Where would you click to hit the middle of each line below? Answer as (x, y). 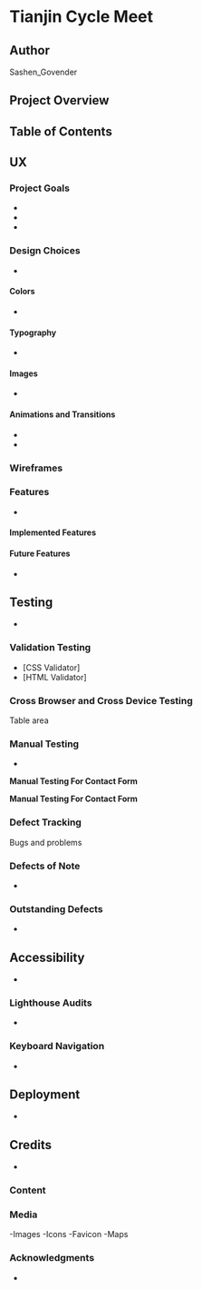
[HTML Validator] (55, 677)
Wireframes (36, 468)
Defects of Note (45, 866)
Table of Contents (61, 131)
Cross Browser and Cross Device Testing (101, 700)
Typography (33, 332)
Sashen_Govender (43, 72)
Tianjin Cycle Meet (82, 17)
